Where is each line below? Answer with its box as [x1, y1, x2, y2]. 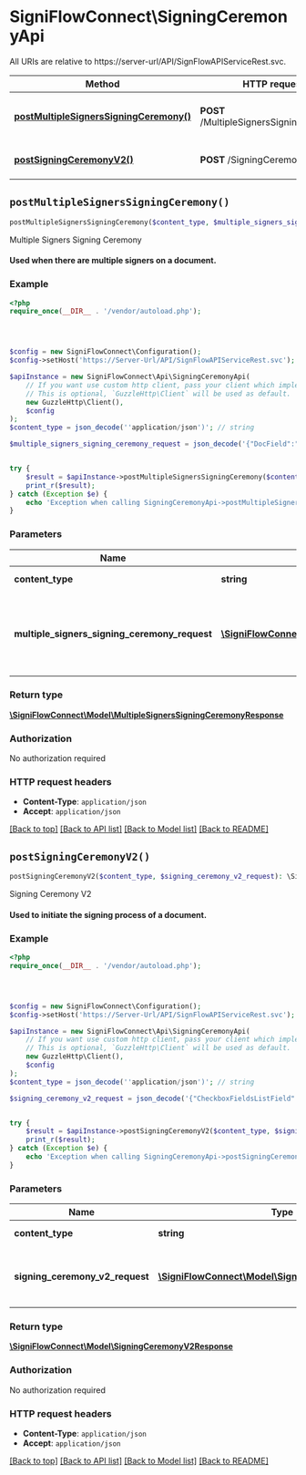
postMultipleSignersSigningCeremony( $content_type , [9, 217, 209, 227]
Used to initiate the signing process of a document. [9, 909, 208, 920]
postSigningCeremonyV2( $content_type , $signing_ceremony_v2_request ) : [9, 872, 283, 882]
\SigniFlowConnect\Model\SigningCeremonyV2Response [9, 1341, 234, 1352]
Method [85, 77, 120, 90]
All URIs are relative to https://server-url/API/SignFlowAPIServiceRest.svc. [9, 56, 287, 67]
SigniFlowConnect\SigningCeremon [9, 6, 289, 27]
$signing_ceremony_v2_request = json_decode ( [9, 1094, 185, 1103]
